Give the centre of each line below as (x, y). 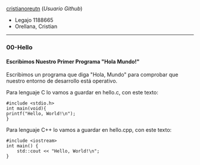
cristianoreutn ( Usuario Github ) (44, 9)
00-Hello (19, 47)
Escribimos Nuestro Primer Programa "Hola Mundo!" (73, 61)
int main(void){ (26, 109)
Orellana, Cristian (36, 26)
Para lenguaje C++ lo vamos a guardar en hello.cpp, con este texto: (89, 130)
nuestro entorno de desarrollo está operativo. (62, 81)
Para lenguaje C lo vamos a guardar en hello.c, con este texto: (82, 93)
